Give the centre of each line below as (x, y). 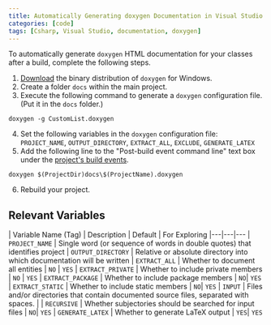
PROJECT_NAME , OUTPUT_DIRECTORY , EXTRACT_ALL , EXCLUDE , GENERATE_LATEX (138, 143)
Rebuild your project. (55, 190)
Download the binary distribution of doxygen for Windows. (116, 79)
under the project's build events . (74, 160)
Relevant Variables (57, 215)
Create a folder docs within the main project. (94, 87)
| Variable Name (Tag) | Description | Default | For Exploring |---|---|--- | (129, 235)
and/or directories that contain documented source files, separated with (129, 295)
